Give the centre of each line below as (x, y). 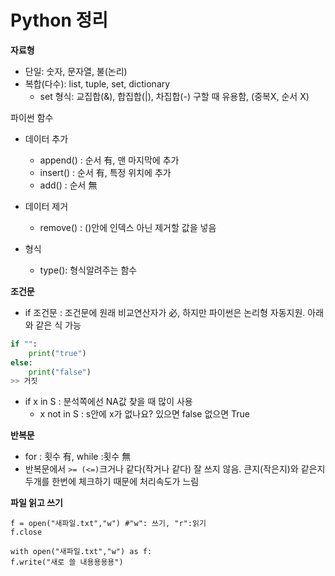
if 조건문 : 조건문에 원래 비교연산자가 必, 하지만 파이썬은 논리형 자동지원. (165, 312)
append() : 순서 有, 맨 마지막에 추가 (109, 160)
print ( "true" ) (57, 353)
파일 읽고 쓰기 (36, 503)
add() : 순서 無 (68, 185)
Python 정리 (59, 20)
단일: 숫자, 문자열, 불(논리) (76, 71)
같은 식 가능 (58, 325)
